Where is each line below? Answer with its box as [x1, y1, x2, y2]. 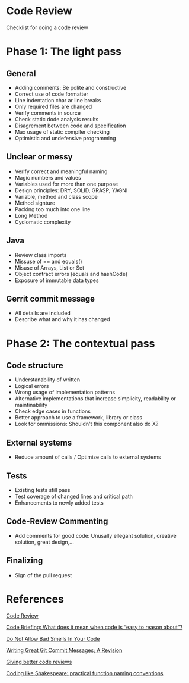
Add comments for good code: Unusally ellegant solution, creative [14, 532, 177, 539]
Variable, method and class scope [14, 193, 98, 200]
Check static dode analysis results [14, 115, 99, 123]
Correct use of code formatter [14, 90, 89, 98]
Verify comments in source [14, 109, 81, 117]
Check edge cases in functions [14, 408, 91, 415]
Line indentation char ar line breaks [14, 96, 101, 104]
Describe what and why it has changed [14, 316, 111, 323]
